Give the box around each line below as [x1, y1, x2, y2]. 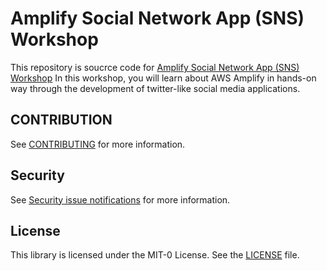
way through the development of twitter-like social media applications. [10, 82, 301, 94]
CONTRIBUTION [10, 112, 113, 129]
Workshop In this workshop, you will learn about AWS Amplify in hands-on [10, 72, 317, 84]
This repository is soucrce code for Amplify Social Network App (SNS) [10, 61, 300, 73]
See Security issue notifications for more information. [10, 193, 231, 206]
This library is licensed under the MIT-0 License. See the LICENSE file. [10, 249, 300, 261]
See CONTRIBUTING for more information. [10, 138, 186, 150]
